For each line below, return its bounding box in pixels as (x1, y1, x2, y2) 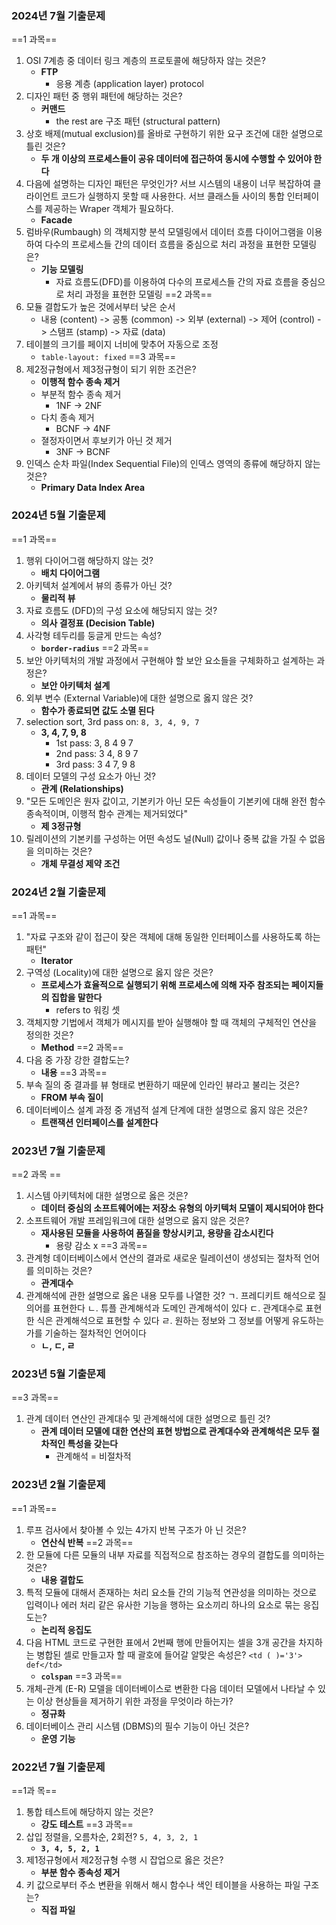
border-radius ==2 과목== (40, 642, 149, 654)
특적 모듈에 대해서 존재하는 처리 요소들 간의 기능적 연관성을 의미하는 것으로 (25, 1586, 318, 1598)
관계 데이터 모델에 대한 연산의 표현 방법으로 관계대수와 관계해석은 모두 (40, 1425, 310, 1437)
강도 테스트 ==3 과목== (40, 1818, 134, 1831)
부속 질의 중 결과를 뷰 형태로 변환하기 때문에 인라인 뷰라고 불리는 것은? (25, 1078, 300, 1091)
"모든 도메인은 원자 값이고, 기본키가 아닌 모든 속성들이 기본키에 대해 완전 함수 (25, 795, 326, 807)
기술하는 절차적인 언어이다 (44, 1327, 147, 1339)
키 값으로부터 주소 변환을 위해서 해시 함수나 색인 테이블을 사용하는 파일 (25, 1879, 301, 1891)
